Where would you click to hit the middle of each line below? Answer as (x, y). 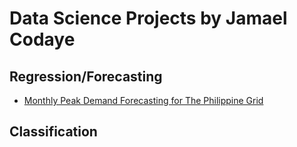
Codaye (42, 39)
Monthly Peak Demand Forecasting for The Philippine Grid (143, 100)
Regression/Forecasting (86, 76)
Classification (53, 132)
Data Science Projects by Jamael (148, 18)
